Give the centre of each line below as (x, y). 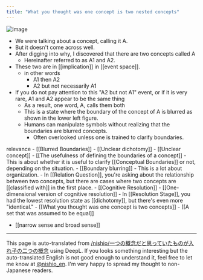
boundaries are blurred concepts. (66, 131)
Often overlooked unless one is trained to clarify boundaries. (108, 137)
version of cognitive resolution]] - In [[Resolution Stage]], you (114, 194)
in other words (42, 73)
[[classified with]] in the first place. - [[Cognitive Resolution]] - (84, 187)
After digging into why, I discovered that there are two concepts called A (105, 54)
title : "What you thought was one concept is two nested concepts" (93, 12)
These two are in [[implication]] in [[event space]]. (77, 67)
